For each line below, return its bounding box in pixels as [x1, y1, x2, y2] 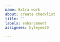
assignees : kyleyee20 [5, 25, 49, 30]
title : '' [5, 16, 25, 21]
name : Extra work [5, 7, 40, 12]
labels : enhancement [5, 21, 47, 26]
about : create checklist [5, 12, 56, 17]
